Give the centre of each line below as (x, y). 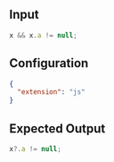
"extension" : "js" (52, 92)
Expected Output (57, 128)
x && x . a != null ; (43, 35)
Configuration (49, 63)
